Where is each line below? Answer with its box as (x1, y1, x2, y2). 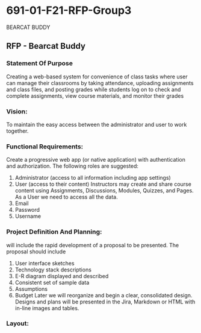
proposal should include (6, 248, 66, 255)
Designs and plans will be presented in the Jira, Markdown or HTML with (14, 298, 196, 305)
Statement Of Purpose (6, 59, 73, 68)
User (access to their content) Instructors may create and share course (14, 180, 191, 188)
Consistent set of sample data (14, 279, 90, 286)
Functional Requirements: (6, 142, 84, 151)
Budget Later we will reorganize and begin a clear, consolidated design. (14, 291, 193, 299)
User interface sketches (14, 259, 75, 267)
